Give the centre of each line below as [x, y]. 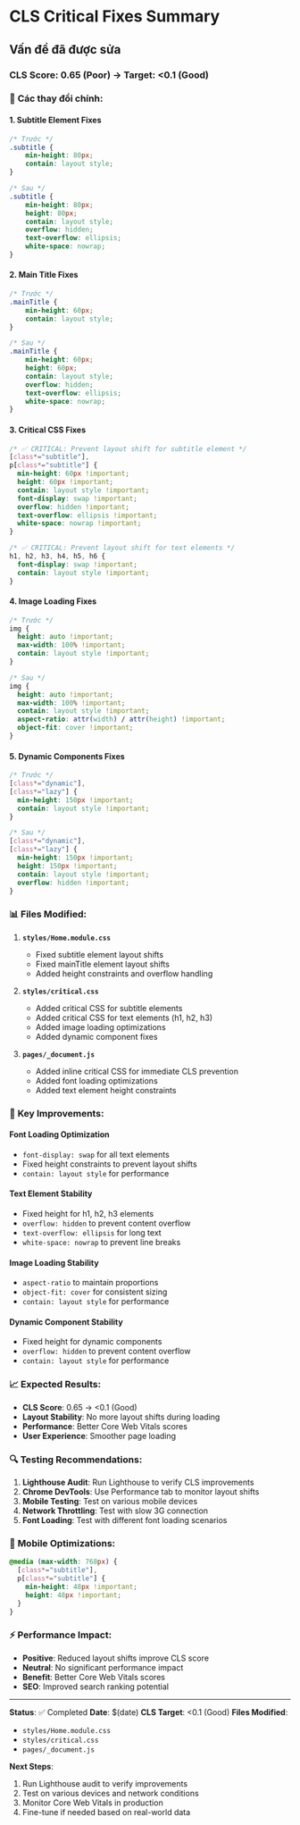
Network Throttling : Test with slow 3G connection [115, 1511]
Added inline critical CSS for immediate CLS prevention [137, 1071]
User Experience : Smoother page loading [99, 1436]
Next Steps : [31, 1766]
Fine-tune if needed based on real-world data [106, 1812]
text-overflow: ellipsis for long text [92, 1233]
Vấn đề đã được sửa [65, 50]
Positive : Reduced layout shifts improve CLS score [116, 1658]
